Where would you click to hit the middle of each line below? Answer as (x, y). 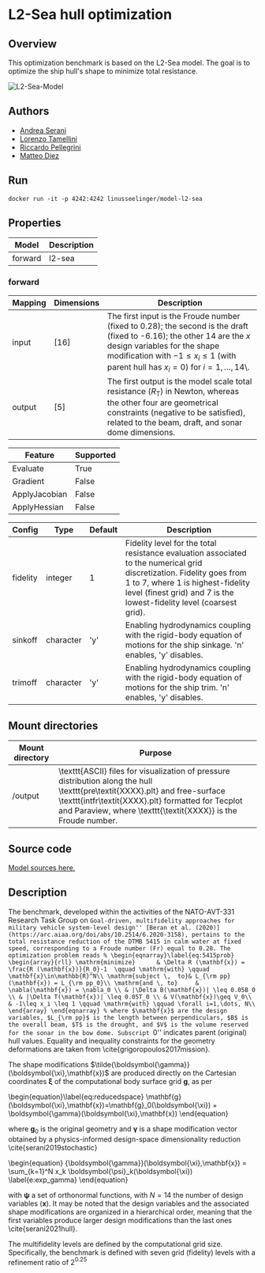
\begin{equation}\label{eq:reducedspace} (76, 1097)
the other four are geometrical (162, 403)
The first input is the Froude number (174, 316)
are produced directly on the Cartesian (174, 1073)
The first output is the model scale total (179, 381)
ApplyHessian (38, 507)
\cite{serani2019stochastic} (53, 1147)
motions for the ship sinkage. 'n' (185, 645)
